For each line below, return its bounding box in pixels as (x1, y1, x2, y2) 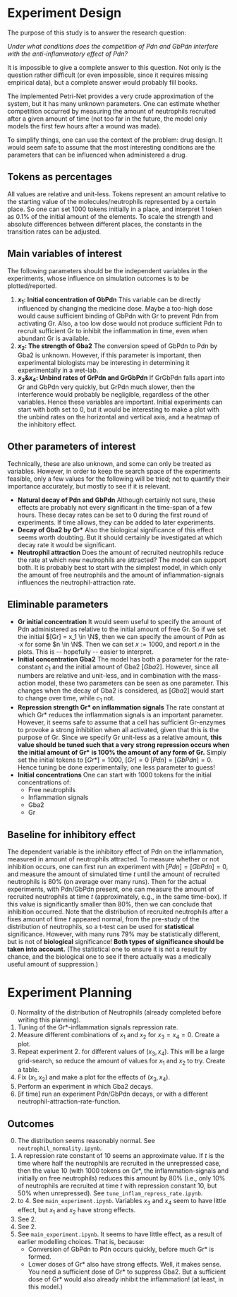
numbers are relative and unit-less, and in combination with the (17, 671, 201, 680)
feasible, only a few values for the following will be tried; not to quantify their (7, 474, 230, 483)
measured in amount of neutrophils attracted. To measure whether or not (7, 854, 219, 863)
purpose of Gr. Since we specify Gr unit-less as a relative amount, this (17, 733, 222, 742)
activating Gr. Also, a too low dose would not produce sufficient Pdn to (17, 319, 223, 328)
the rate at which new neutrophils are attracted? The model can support (17, 556, 227, 564)
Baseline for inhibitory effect (7, 828, 136, 841)
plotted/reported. (7, 281, 58, 290)
